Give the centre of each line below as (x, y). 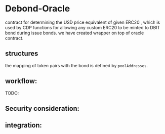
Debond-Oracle (38, 9)
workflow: (21, 81)
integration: (23, 125)
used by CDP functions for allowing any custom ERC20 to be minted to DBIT (82, 27)
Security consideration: (42, 109)
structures (22, 54)
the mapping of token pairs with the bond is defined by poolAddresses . (77, 65)
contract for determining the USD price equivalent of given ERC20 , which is (82, 22)
